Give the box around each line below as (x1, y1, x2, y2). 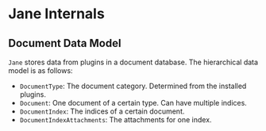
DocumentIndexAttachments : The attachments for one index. (19, 115, 212, 124)
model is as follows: (8, 66, 73, 75)
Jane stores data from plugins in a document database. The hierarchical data (8, 57, 259, 67)
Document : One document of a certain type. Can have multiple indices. (19, 98, 248, 107)
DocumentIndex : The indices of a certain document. (19, 106, 185, 116)
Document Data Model (8, 37, 121, 50)
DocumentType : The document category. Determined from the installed (19, 81, 247, 91)
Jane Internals (8, 5, 105, 23)
